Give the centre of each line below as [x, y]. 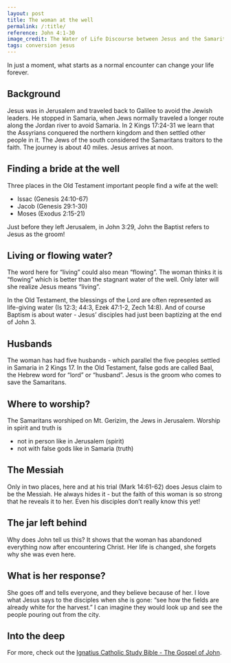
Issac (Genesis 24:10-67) [53, 199]
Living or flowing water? [60, 256]
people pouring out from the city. [54, 614]
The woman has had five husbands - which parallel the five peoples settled [113, 360]
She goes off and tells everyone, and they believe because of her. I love [108, 592]
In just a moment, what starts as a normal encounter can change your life [111, 65]
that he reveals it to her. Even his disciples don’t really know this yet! [104, 501]
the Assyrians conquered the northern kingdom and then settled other [107, 132]
